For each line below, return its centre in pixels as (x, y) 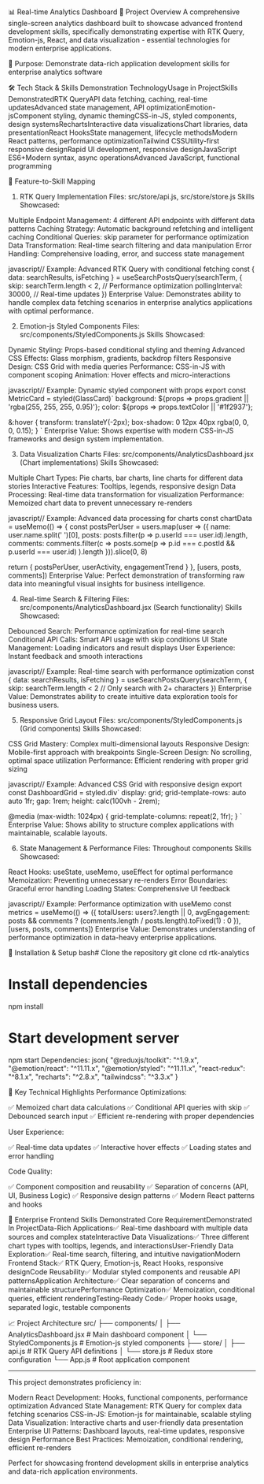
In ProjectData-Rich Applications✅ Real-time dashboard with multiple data (128, 1228)
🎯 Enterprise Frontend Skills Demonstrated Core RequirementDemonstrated (130, 1219)
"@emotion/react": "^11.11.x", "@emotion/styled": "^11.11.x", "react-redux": (127, 1068)
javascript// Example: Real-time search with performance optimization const (131, 671)
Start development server (94, 1038)
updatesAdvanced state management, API (77, 107)
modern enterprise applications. (60, 48)
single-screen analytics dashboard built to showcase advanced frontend (126, 23)
